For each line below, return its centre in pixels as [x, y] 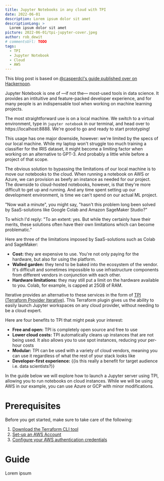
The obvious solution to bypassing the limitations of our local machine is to [80, 169]
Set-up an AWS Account [37, 435]
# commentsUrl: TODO [26, 42]
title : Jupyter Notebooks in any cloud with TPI [56, 10]
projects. [14, 109]
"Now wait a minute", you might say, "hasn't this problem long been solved [80, 205]
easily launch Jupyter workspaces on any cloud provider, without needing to [82, 305]
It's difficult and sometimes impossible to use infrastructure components [85, 270]
